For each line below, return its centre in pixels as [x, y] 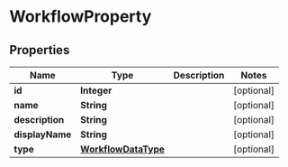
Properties [40, 50]
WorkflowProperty [81, 17]
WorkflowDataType [122, 149]
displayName [43, 135]
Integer [96, 90]
